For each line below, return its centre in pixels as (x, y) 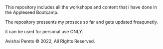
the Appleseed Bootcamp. (32, 12)
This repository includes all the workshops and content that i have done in (81, 7)
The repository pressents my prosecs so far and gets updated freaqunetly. (82, 22)
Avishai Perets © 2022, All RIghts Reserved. (50, 41)
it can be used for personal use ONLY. (44, 31)
